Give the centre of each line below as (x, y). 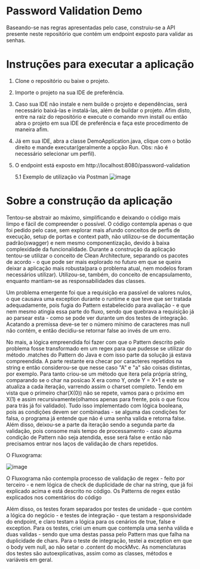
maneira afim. (32, 129)
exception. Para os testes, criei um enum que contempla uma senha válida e (100, 528)
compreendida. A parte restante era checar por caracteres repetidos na (94, 361)
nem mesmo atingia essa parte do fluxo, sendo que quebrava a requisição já (100, 311)
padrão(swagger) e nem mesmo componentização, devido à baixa (88, 242)
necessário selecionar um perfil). (56, 153)
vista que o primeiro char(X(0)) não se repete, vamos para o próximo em (95, 393)
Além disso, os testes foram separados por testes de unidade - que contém (99, 509)
